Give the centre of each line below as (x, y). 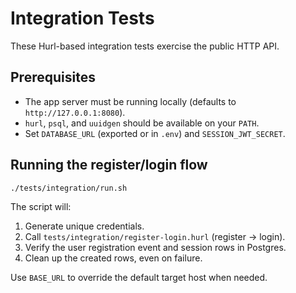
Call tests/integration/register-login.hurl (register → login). (155, 237)
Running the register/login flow (109, 165)
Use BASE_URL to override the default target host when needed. (139, 278)
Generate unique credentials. (84, 226)
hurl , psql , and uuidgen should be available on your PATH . (142, 123)
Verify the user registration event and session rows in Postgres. (155, 248)
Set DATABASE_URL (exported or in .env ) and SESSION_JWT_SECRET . (155, 133)
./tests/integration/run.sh (69, 188)
